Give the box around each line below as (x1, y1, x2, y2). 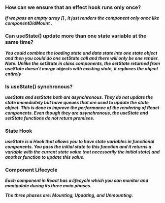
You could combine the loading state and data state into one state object (5, 50, 158, 56)
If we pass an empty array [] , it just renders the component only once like (5, 15, 160, 21)
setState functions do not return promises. (5, 115, 95, 121)
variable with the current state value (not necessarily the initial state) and (5, 149, 160, 155)
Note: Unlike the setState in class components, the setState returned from (5, 60, 160, 66)
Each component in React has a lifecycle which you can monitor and (5, 177, 149, 183)
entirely (5, 71, 21, 77)
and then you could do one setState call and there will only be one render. (5, 55, 159, 61)
